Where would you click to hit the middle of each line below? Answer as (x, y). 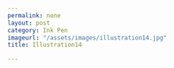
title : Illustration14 (45, 45)
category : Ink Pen (38, 30)
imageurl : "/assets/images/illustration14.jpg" (87, 38)
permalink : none (34, 15)
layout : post (29, 23)
